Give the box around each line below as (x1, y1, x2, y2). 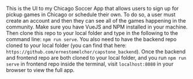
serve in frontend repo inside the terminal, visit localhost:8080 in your (6, 60, 174, 67)
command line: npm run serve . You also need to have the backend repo (6, 36, 177, 42)
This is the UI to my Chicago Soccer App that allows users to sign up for (6, 5, 179, 12)
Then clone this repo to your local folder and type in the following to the (6, 30, 178, 37)
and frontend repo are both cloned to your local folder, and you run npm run (6, 55, 187, 61)
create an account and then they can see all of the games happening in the (6, 17, 187, 24)
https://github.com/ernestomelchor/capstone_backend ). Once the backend (6, 48, 186, 55)
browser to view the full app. (6, 67, 75, 73)
